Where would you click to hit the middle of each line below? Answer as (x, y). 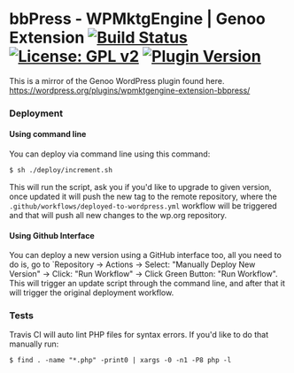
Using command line (48, 134)
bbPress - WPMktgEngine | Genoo (137, 19)
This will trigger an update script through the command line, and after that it (147, 284)
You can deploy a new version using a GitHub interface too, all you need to (145, 255)
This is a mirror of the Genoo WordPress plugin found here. (117, 80)
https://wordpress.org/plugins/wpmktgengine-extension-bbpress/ (130, 90)
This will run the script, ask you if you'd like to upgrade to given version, (140, 186)
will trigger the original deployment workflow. (92, 293)
